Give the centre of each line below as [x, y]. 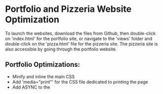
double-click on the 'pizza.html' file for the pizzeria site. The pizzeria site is [81, 44]
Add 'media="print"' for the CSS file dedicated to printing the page [80, 82]
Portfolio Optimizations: [43, 65]
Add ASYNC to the [31, 87]
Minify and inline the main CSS [43, 76]
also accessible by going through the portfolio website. [61, 49]
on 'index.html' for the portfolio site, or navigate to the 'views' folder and [79, 39]
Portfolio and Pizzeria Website [68, 9]
